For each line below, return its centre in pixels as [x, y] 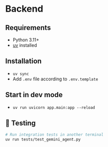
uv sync [21, 74]
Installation [23, 61]
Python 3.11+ [26, 40]
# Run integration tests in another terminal [54, 135]
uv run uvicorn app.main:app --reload [54, 107]
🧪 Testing [21, 123]
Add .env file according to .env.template [55, 79]
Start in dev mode [34, 95]
